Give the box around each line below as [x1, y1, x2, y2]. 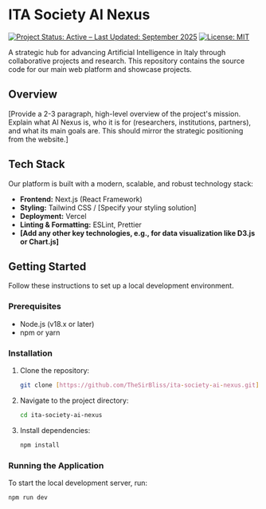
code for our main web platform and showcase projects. [8, 64, 193, 74]
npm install [19, 441, 60, 449]
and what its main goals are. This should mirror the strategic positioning [8, 125, 244, 135]
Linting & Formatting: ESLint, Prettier [19, 220, 142, 229]
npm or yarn [19, 328, 61, 337]
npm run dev [8, 493, 48, 501]
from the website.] [8, 134, 69, 144]
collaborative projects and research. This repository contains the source [8, 56, 245, 66]
